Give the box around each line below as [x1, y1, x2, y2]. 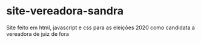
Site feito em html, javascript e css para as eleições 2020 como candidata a [6, 24, 196, 31]
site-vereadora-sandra [6, 4, 124, 18]
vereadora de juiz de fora [6, 30, 70, 37]
